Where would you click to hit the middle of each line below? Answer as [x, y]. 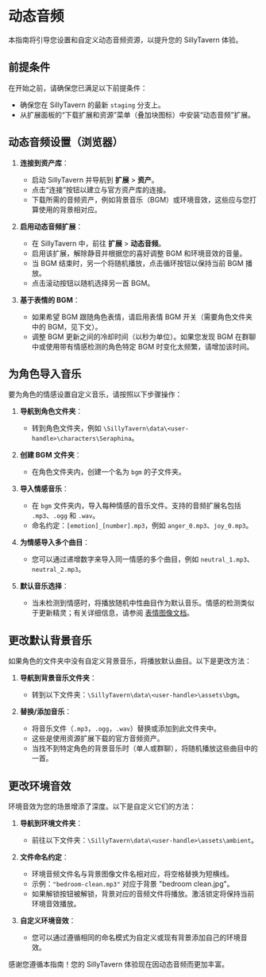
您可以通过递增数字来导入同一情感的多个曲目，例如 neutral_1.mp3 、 [143, 559]
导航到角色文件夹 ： [51, 411]
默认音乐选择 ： [44, 586]
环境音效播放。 [56, 904]
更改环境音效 [40, 786]
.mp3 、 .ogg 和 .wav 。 [66, 516]
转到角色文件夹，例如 [66, 428]
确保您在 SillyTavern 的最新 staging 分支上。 [92, 105]
